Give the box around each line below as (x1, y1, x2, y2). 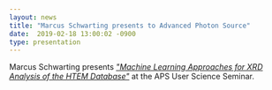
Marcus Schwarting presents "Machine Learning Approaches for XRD (9, 62, 263, 72)
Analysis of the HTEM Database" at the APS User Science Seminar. (9, 71, 254, 82)
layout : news (9, 12, 57, 22)
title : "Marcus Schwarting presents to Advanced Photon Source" (9, 21, 251, 30)
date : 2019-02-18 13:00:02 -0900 (9, 29, 137, 38)
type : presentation (9, 37, 81, 47)
